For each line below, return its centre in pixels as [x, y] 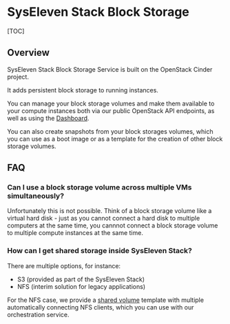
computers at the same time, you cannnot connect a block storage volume [113, 225]
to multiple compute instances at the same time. [75, 233]
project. [18, 77]
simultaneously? [35, 196]
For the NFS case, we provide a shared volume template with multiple [106, 300]
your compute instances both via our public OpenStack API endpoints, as [111, 110]
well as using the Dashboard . [48, 118]
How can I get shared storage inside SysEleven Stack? [100, 251]
